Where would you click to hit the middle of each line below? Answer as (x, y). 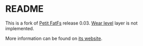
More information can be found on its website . (54, 38)
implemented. (20, 28)
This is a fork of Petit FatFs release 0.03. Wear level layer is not (71, 23)
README (25, 9)
